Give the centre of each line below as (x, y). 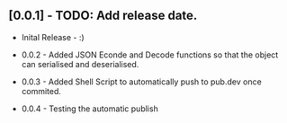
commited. (41, 91)
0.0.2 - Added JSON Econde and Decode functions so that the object (150, 55)
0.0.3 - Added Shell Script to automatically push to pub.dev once (141, 82)
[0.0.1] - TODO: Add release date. (103, 16)
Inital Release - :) (53, 37)
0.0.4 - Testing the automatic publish (90, 109)
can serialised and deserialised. (80, 64)
